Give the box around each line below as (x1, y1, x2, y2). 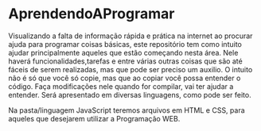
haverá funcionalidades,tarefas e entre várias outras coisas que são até (8, 56, 243, 66)
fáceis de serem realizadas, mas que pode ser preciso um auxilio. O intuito (8, 64, 253, 74)
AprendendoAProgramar (8, 5, 175, 23)
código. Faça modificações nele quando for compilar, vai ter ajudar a (8, 81, 234, 91)
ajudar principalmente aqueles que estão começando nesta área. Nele (8, 48, 239, 57)
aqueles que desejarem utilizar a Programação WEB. (8, 114, 181, 123)
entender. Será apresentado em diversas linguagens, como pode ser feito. (8, 90, 252, 99)
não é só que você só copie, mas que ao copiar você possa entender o (8, 73, 241, 83)
